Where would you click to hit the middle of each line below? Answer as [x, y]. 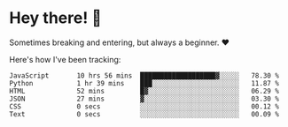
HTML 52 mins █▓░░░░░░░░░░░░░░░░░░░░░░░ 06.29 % [144, 91]
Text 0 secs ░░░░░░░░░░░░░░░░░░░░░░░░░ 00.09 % [144, 114]
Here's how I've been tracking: [65, 59]
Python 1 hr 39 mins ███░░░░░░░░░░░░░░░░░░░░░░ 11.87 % [144, 83]
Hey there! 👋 [55, 18]
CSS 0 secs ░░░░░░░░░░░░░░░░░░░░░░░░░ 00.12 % [144, 106]
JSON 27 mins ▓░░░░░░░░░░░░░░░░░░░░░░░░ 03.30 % [144, 99]
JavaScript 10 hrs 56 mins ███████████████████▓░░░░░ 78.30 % [144, 75]
